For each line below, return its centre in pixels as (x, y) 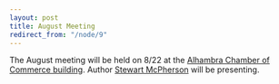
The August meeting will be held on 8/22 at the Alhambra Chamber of (139, 61)
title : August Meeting (52, 26)
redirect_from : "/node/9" (58, 34)
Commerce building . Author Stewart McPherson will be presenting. (135, 70)
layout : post (34, 18)
